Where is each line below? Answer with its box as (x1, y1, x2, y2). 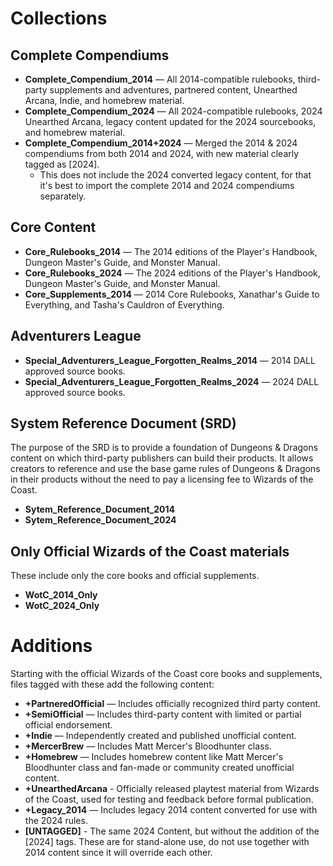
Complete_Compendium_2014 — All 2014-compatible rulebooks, (24, 73, 296, 85)
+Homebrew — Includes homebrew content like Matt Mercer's (24, 751, 284, 763)
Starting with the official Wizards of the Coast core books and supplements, (10, 668, 323, 680)
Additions (10, 635, 93, 657)
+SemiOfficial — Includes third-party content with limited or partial (24, 708, 302, 721)
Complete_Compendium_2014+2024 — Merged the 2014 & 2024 (24, 137, 298, 149)
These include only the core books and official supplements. (10, 570, 260, 582)
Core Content (10, 219, 97, 236)
